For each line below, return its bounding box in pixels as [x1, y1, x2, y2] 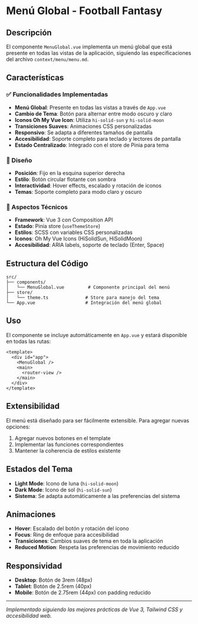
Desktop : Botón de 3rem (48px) [14, 576, 93, 584]
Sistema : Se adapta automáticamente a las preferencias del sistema [14, 492, 180, 499]
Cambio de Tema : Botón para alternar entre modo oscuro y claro [14, 110, 173, 117]
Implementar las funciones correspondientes [14, 441, 124, 448]
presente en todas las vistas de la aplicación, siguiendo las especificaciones [6, 49, 192, 57]
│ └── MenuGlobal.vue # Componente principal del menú [6, 285, 170, 290]
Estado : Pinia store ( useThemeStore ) [14, 223, 101, 230]
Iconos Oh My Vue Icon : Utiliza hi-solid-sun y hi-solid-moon [14, 116, 164, 123]
